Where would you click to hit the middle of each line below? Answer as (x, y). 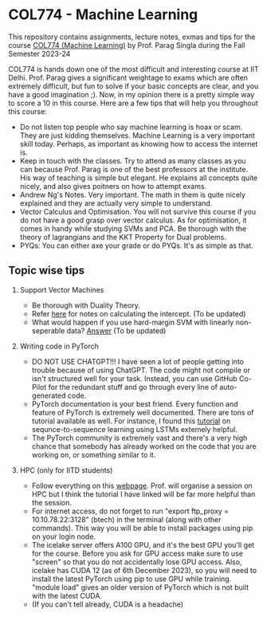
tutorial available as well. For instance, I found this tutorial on (131, 421)
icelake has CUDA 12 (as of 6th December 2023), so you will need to (144, 570)
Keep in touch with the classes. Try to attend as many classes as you (133, 160)
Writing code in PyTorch (59, 346)
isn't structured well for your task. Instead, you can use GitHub (134, 378)
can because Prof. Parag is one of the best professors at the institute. (134, 169)
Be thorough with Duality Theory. (86, 305)
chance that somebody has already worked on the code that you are (144, 446)
